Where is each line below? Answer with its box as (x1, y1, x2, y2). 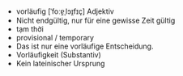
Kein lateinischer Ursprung (15, 59, 105, 68)
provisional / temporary (15, 33, 95, 42)
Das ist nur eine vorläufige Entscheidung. (15, 41, 154, 51)
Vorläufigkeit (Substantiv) (15, 50, 101, 59)
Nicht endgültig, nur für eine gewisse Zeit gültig (15, 15, 176, 25)
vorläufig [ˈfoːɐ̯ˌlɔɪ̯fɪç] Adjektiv (15, 6, 115, 16)
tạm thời (15, 24, 45, 34)
